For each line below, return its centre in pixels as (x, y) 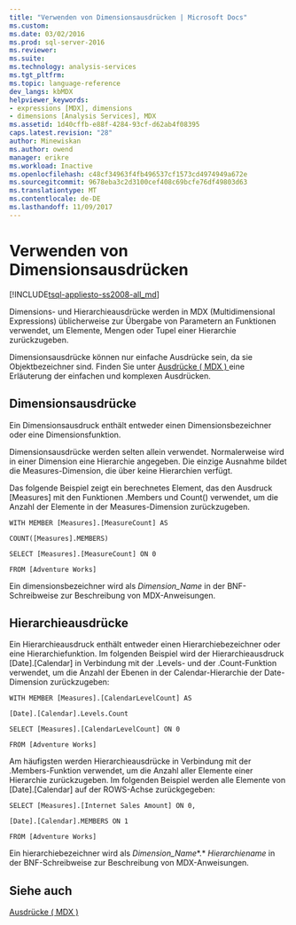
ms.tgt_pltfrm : (37, 75)
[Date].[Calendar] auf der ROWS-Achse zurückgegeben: (112, 789)
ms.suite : (27, 59)
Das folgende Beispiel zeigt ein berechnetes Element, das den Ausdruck (141, 488)
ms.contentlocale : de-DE (55, 199)
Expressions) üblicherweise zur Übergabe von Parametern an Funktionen (143, 321)
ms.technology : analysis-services (73, 67)
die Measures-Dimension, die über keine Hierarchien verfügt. (121, 470)
